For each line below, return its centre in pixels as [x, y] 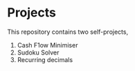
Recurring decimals [45, 59]
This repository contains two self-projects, [68, 32]
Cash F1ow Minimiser [47, 45]
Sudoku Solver [38, 52]
